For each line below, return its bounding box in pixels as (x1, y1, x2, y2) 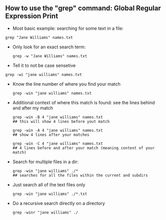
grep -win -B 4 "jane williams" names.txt (12, 114, 103, 120)
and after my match (12, 105, 53, 111)
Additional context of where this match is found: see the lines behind (12, 99, 155, 105)
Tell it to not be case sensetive (12, 62, 76, 68)
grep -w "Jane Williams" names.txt (12, 53, 88, 58)
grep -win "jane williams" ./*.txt (12, 191, 88, 196)
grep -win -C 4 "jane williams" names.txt (12, 141, 103, 146)
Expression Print (5, 12, 58, 21)
